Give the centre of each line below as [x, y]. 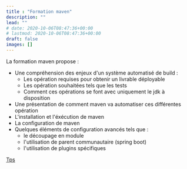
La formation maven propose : [43, 61]
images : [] [19, 45]
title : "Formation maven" [39, 12]
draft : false [22, 39]
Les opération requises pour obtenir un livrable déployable [94, 79]
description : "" [26, 17]
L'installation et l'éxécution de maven [59, 116]
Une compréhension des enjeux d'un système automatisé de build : [96, 73]
